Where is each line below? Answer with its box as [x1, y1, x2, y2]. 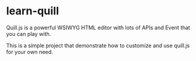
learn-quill [6, 4, 59, 18]
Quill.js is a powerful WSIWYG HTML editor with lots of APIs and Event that [6, 24, 190, 31]
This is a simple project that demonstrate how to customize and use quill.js [6, 42, 190, 49]
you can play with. [6, 30, 51, 37]
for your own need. [6, 48, 53, 55]
